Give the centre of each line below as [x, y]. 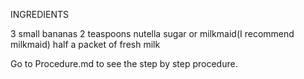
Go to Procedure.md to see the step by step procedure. [124, 63]
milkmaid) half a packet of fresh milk [85, 44]
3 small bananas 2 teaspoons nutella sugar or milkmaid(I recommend [152, 33]
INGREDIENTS [40, 14]
